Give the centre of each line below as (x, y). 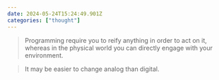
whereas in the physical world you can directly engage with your (119, 48)
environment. (44, 55)
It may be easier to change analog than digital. (92, 69)
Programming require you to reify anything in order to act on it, (116, 40)
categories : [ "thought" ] (44, 20)
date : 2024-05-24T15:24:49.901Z (55, 14)
